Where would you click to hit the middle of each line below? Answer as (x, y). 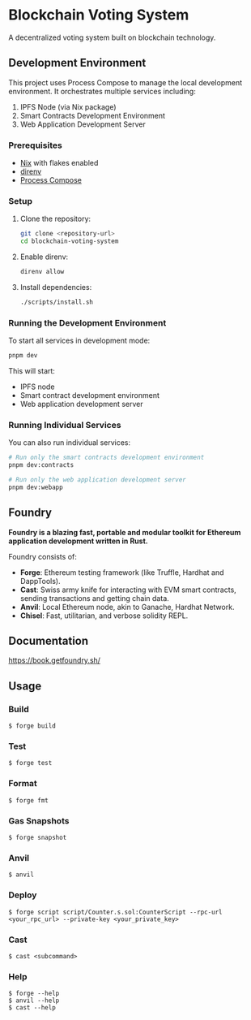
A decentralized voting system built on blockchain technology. (112, 37)
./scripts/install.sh (56, 302)
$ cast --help (32, 1008)
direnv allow (42, 272)
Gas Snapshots (39, 820)
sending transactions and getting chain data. (95, 598)
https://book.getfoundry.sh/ (55, 660)
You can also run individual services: (70, 443)
